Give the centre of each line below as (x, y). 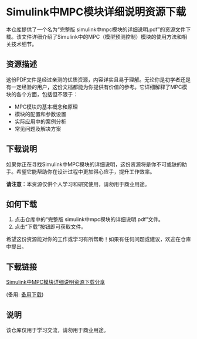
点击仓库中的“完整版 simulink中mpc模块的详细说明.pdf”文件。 (89, 219)
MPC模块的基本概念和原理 (46, 107)
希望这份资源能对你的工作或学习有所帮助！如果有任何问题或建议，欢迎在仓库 (98, 239)
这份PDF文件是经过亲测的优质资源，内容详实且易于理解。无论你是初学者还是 (98, 79)
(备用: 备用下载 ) (25, 294)
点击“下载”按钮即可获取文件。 (50, 227)
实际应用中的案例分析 (40, 121)
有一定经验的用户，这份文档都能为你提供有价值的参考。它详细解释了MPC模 (97, 87)
